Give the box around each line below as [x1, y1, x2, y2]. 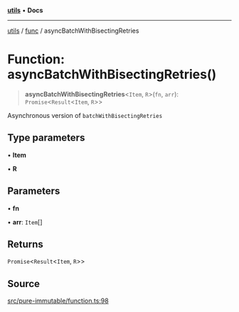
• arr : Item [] [7, 217, 43, 226]
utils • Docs [7, 6, 43, 14]
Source [7, 277, 41, 290]
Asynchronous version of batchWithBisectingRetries [7, 111, 163, 119]
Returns [7, 238, 44, 250]
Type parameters [7, 131, 85, 144]
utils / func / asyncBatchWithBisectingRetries [7, 26, 139, 35]
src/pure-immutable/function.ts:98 [7, 296, 109, 305]
